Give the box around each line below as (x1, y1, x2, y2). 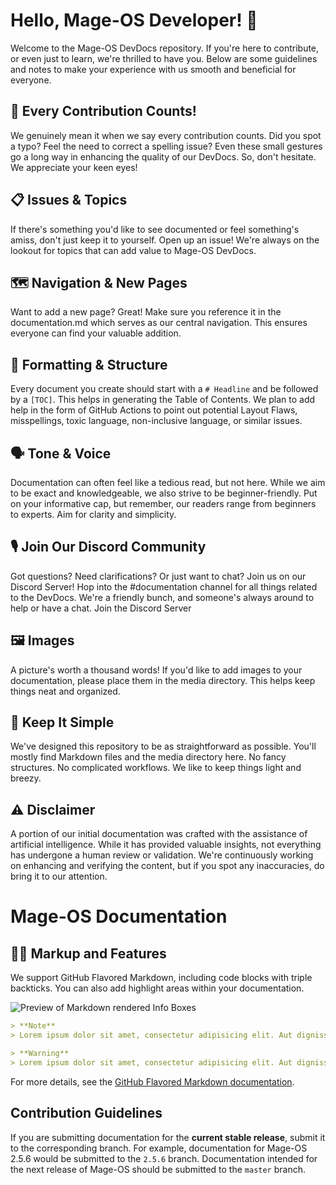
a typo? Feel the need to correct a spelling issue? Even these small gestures (10, 140, 323, 152)
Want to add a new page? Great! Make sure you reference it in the (10, 306, 282, 318)
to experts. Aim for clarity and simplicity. (10, 509, 177, 520)
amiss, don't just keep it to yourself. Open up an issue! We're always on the (10, 234, 320, 246)
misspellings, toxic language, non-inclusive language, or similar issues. (10, 415, 303, 427)
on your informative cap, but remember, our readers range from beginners (10, 498, 317, 509)
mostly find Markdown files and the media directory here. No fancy (10, 751, 287, 763)
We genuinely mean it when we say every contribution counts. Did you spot (10, 129, 322, 141)
